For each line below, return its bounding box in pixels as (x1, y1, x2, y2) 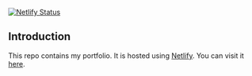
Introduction (8, 30, 71, 43)
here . (8, 59, 25, 68)
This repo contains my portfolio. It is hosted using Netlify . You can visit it (8, 51, 244, 60)
